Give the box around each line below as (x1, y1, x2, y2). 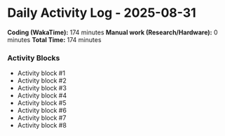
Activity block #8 (17, 121, 67, 130)
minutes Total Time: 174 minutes (7, 35, 102, 43)
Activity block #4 (17, 91, 67, 100)
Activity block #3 (17, 84, 67, 93)
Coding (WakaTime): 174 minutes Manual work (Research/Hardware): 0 (7, 28, 219, 36)
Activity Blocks (7, 53, 60, 62)
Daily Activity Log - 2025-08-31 (7, 5, 196, 21)
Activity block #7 (17, 114, 67, 122)
